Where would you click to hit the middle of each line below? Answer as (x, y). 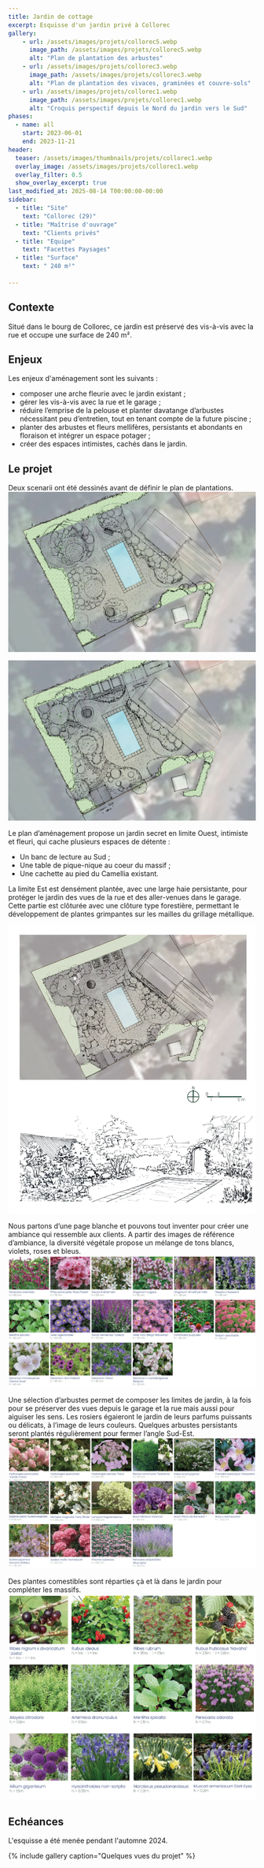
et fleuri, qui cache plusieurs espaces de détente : (89, 841)
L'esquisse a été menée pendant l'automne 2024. (88, 1840)
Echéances (36, 1821)
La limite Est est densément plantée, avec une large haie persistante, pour (128, 889)
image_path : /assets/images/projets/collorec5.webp (115, 50)
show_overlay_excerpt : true (61, 183)
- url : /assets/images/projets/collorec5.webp (100, 42)
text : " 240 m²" (49, 267)
